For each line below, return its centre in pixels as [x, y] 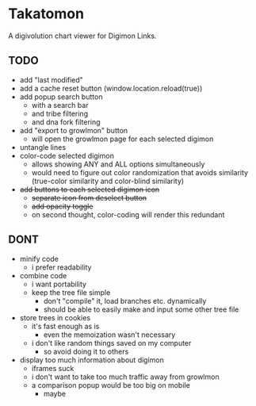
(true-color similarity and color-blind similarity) [108, 181]
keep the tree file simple [71, 292]
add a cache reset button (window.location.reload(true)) [111, 88]
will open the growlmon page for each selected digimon [122, 139]
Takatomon [46, 14]
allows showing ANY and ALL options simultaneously [118, 164]
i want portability [59, 284]
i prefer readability [61, 267]
